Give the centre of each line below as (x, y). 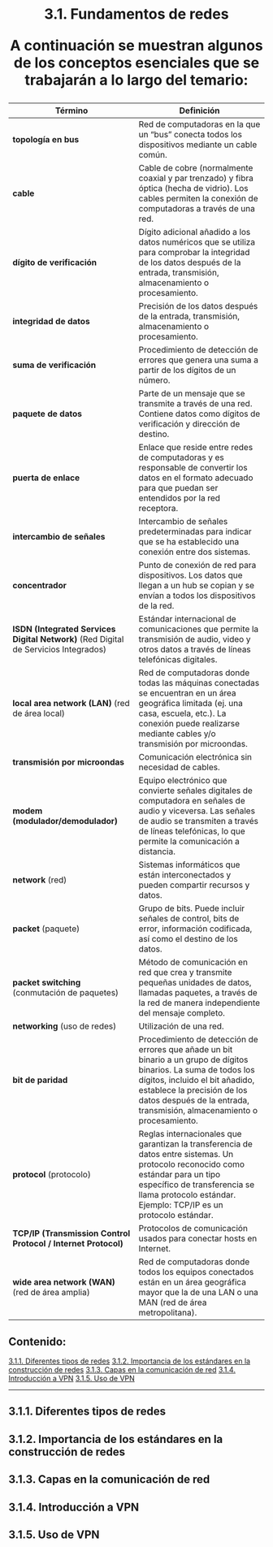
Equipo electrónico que (183, 781)
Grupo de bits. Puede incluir (192, 908)
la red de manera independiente (199, 1003)
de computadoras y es (182, 457)
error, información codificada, (195, 929)
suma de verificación (54, 365)
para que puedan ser (178, 488)
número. (154, 380)
